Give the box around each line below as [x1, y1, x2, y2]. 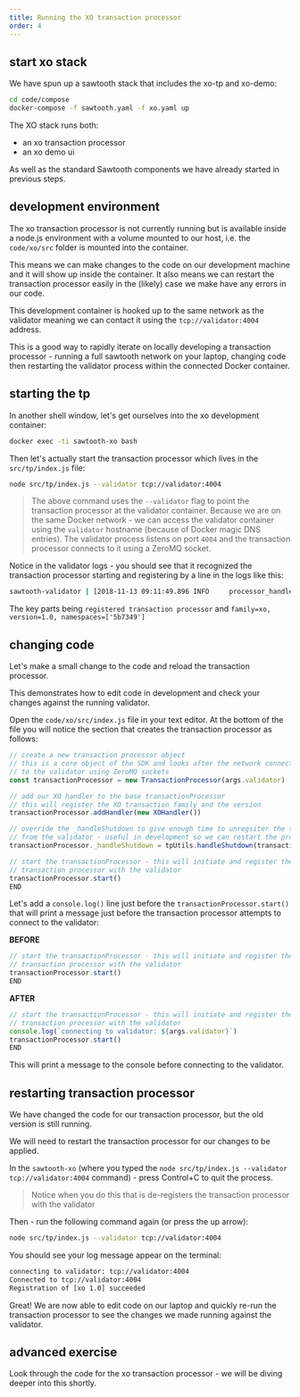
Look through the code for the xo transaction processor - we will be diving [9, 1368, 283, 1379]
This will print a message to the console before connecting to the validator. [9, 1059, 284, 1070]
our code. [9, 288, 46, 298]
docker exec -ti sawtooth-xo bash [9, 437, 138, 446]
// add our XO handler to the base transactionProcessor [9, 791, 226, 800]
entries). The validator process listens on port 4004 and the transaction [30, 533, 291, 545]
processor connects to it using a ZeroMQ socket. [30, 543, 212, 554]
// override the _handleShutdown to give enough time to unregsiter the [9, 824, 286, 833]
